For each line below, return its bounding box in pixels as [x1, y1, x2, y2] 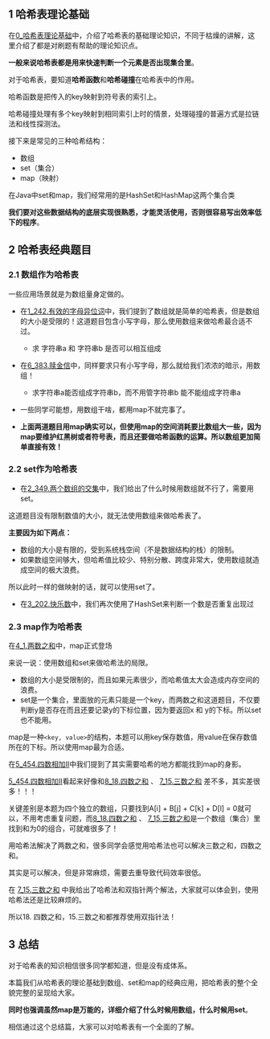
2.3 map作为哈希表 [8, 621, 83, 632]
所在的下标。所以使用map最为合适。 [8, 742, 129, 752]
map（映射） [19, 173, 63, 182]
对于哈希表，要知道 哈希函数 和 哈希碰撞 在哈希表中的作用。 [8, 75, 198, 84]
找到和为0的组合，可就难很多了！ [8, 824, 119, 833]
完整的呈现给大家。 [14, 988, 79, 997]
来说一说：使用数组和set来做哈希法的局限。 [8, 658, 153, 668]
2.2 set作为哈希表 [8, 464, 78, 475]
